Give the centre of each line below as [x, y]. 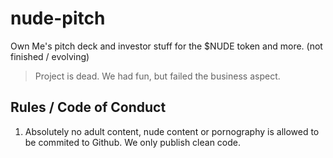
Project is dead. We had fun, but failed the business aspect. [157, 76]
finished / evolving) [50, 56]
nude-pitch [58, 18]
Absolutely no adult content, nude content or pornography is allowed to [172, 131]
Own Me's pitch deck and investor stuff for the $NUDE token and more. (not [166, 46]
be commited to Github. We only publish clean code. [133, 142]
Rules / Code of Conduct [88, 107]
